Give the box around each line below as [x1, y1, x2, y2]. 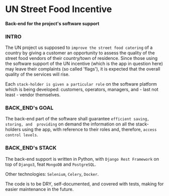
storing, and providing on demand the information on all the [5, 121, 135, 127]
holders [5, 126, 21, 133]
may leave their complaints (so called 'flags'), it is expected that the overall [5, 66, 160, 72]
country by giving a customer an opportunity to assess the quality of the [5, 50, 155, 56]
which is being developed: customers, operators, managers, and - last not [5, 87, 158, 93]
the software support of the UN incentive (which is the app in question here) [5, 60, 163, 67]
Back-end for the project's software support [5, 20, 100, 26]
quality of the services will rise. [5, 72, 70, 78]
